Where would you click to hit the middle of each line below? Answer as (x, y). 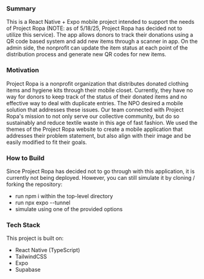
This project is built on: (35, 238)
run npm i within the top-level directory (64, 196)
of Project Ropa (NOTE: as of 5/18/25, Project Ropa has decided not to (94, 28)
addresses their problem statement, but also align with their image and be (99, 135)
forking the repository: (34, 184)
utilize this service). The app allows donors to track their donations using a (100, 35)
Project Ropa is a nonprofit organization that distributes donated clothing (97, 83)
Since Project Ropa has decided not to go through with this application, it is (100, 171)
